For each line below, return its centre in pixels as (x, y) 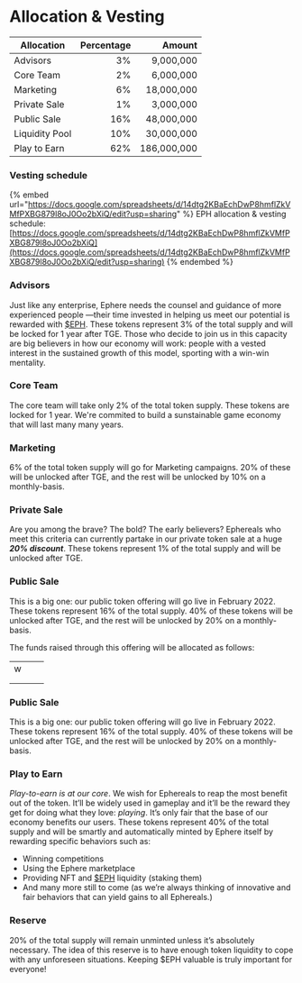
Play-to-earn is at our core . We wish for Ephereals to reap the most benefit (149, 794)
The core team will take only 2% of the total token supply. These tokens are (150, 405)
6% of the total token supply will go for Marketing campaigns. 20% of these (150, 468)
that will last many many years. (67, 424)
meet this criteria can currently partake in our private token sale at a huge (146, 539)
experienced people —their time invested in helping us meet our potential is (150, 314)
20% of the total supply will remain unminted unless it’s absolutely (132, 940)
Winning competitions (63, 859)
